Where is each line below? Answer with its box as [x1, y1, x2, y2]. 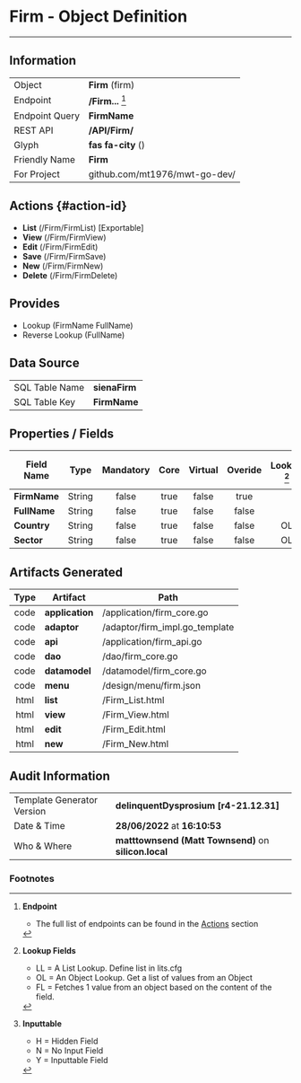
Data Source [9, 356, 80, 371]
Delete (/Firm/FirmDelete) [21, 269, 118, 280]
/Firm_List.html [101, 694, 165, 707]
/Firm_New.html [101, 738, 169, 751]
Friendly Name [13, 154, 76, 166]
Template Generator [13, 793, 99, 806]
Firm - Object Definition [9, 6, 188, 27]
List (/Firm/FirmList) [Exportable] [21, 222, 144, 233]
